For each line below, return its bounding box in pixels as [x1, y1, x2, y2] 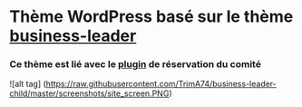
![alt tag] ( [9, 79, 47, 90]
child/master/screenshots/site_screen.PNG [9, 88, 170, 99]
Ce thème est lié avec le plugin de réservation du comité [9, 58, 261, 71]
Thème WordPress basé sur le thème [9, 6, 294, 27]
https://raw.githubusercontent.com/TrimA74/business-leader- [45, 79, 277, 90]
